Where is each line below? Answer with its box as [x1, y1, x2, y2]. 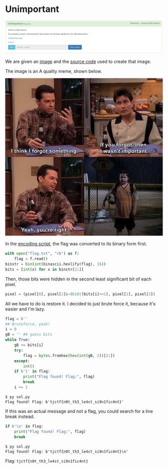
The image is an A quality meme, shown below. [5, 68, 102, 74]
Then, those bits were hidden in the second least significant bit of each [5, 276, 151, 282]
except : [14, 358, 30, 363]
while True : [5, 337, 30, 342]
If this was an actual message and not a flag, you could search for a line [5, 408, 153, 414]
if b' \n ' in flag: [5, 423, 43, 428]
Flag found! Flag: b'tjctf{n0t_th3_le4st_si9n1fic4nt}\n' [5, 449, 128, 454]
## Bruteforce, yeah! [5, 321, 50, 326]
